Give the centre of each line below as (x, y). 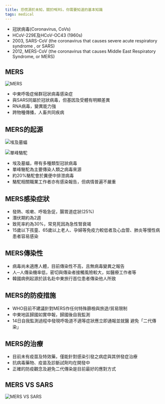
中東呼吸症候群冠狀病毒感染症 (42, 94)
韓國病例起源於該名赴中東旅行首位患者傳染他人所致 (64, 278)
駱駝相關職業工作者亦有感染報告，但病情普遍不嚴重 (64, 182)
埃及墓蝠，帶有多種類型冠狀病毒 (45, 163)
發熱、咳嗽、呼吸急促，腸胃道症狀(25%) (53, 211)
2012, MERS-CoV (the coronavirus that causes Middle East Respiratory (84, 51)
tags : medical (20, 14)
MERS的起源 (24, 129)
